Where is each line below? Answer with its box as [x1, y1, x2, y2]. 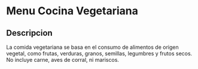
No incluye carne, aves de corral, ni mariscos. [6, 57, 120, 63]
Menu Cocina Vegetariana [6, 4, 139, 18]
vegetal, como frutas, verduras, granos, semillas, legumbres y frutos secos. [6, 50, 193, 57]
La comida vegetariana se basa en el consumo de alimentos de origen [6, 43, 179, 51]
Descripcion [6, 28, 53, 38]
